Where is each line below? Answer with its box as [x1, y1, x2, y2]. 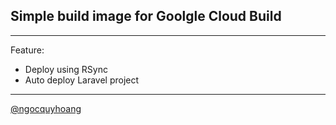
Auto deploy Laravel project [24, 74, 140, 86]
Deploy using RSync [24, 63, 108, 75]
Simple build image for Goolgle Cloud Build [10, 8, 282, 25]
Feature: [10, 44, 45, 56]
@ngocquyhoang [10, 102, 82, 114]
